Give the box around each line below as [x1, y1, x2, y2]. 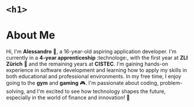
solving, [6, 88, 25, 95]
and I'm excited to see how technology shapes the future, [26, 88, 166, 95]
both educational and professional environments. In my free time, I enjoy [6, 73, 182, 80]
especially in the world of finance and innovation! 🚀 [6, 94, 131, 101]
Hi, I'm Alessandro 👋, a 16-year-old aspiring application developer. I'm [6, 48, 177, 55]
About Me [6, 29, 55, 42]
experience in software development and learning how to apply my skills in [6, 67, 187, 74]
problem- [159, 80, 183, 87]
